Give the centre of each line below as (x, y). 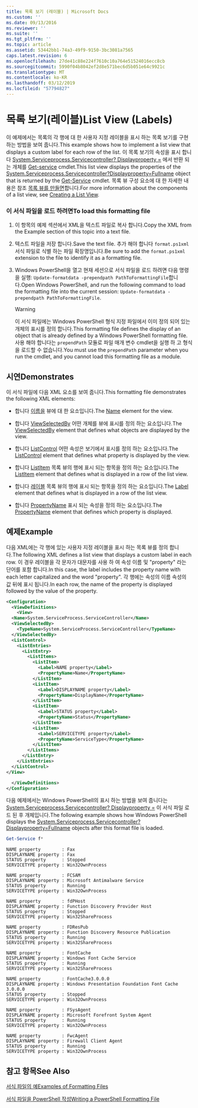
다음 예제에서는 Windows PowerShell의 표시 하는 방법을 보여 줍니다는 (87, 800)
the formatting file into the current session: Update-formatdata (90, 292)
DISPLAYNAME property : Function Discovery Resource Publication (88, 932)
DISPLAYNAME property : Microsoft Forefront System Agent (79, 1015)
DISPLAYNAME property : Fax (41, 855)
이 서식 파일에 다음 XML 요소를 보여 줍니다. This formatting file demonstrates (96, 392)
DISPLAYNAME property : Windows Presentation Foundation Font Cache (92, 984)
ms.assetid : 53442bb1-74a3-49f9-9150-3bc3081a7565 (70, 50)
